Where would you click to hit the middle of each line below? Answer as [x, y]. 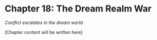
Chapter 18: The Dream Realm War [78, 9]
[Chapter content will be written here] [44, 32]
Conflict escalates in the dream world [44, 22]
